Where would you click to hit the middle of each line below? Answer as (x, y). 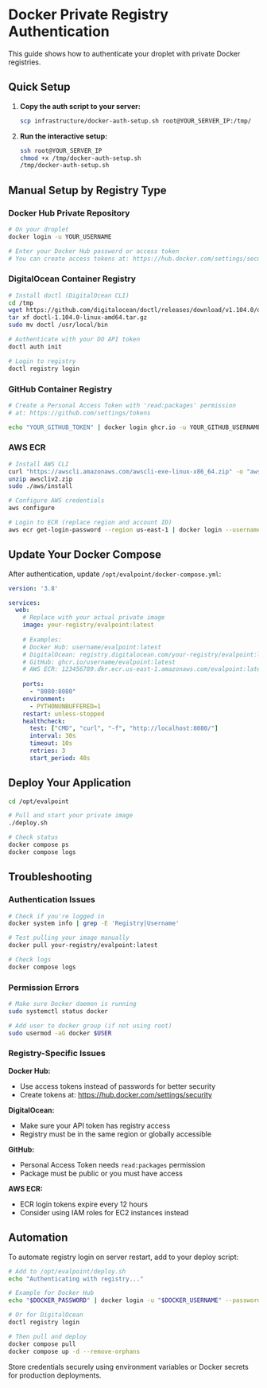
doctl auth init (35, 347)
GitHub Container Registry (60, 389)
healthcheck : (44, 721)
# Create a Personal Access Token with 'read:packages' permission (122, 405)
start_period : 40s (60, 758)
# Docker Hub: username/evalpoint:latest (92, 647)
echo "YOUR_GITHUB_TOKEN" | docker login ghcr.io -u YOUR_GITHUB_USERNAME (135, 427)
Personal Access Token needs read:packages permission (112, 1164)
